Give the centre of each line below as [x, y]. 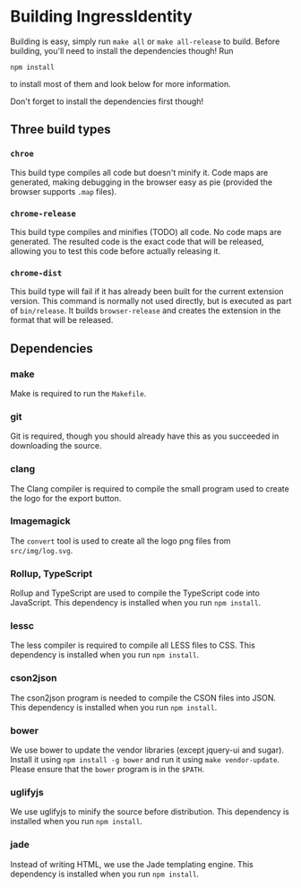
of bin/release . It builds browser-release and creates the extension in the [146, 310]
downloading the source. [56, 446]
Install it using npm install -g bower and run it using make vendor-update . [145, 759]
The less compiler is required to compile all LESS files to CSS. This [133, 645]
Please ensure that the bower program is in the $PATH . [107, 769]
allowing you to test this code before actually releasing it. [116, 251]
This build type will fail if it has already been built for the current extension [147, 292]
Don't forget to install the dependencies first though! [107, 101]
